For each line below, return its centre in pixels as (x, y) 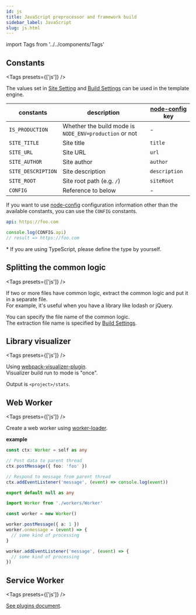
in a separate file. (27, 299)
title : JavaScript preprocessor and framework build (71, 17)
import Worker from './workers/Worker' (55, 503)
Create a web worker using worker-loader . (57, 428)
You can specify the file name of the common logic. (68, 317)
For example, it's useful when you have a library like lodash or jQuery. (90, 305)
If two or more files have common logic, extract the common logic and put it (97, 293)
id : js (14, 11)
